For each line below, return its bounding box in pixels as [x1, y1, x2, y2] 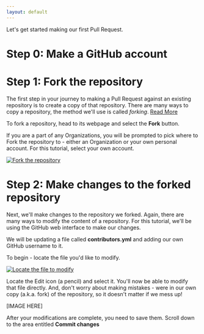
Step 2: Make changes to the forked [6, 177, 191, 191]
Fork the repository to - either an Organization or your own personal [6, 138, 177, 145]
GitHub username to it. [6, 242, 64, 249]
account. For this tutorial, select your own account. [6, 144, 134, 152]
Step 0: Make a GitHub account [6, 47, 168, 61]
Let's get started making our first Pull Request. [6, 26, 123, 33]
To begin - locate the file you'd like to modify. [6, 254, 120, 261]
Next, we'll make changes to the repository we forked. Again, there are [6, 211, 184, 218]
